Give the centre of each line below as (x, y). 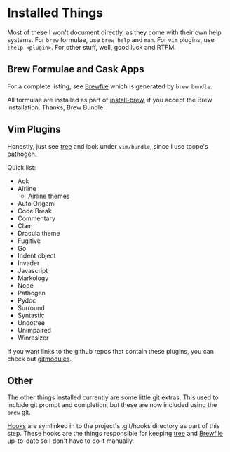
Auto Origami (36, 203)
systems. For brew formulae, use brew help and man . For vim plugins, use (111, 39)
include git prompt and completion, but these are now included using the (112, 405)
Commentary (36, 218)
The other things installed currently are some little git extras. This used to (113, 397)
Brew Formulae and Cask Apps (76, 69)
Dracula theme (39, 233)
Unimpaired (34, 330)
